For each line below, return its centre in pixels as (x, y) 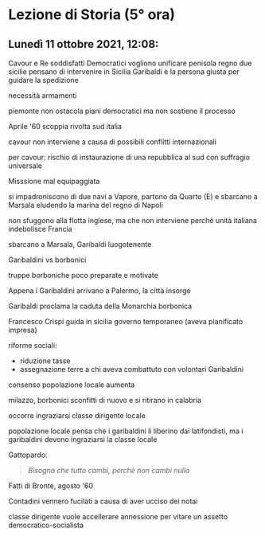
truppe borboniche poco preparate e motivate (84, 275)
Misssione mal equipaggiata (54, 181)
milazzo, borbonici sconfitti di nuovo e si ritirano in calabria (105, 400)
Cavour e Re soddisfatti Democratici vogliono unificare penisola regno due (130, 63)
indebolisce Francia (41, 229)
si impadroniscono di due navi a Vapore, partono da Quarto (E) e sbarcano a (133, 196)
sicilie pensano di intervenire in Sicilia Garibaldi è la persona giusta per (124, 72)
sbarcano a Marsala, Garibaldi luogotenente (80, 244)
